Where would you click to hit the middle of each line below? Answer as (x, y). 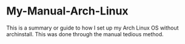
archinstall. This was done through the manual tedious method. (85, 34)
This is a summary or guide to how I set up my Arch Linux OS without (92, 28)
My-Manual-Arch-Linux (67, 11)
